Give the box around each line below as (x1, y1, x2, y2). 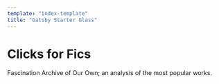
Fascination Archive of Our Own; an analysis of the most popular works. (7, 69, 213, 77)
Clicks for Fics (7, 46, 91, 62)
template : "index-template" (7, 10, 89, 17)
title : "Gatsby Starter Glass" (7, 17, 98, 23)
